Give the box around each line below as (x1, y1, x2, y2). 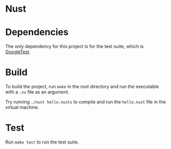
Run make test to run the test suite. (5, 139, 79, 145)
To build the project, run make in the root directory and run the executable (5, 84, 159, 90)
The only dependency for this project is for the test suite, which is (5, 43, 144, 49)
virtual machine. (5, 104, 39, 110)
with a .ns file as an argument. (5, 89, 70, 95)
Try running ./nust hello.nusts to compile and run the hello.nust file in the (5, 99, 166, 105)
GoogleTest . (5, 49, 31, 55)
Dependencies (5, 27, 69, 38)
